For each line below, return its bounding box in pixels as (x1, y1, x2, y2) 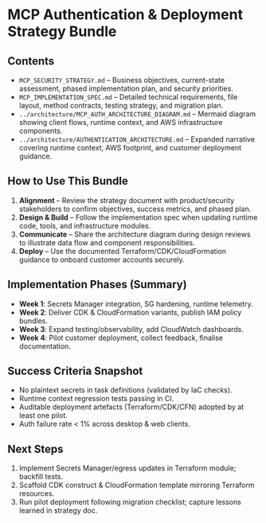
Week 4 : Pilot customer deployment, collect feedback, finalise (18, 333, 224, 342)
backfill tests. (18, 472, 64, 482)
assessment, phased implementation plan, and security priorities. (18, 84, 234, 93)
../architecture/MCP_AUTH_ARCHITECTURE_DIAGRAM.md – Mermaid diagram (18, 109, 256, 119)
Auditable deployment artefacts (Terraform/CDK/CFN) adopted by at (18, 402, 244, 412)
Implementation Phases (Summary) (7, 278, 188, 291)
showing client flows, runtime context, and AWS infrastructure (18, 118, 223, 127)
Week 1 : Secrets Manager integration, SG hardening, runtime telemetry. (18, 299, 253, 308)
